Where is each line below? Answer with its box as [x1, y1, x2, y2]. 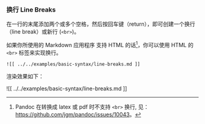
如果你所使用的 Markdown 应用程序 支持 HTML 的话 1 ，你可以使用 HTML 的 [6, 40, 194, 48]
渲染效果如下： [6, 72, 44, 80]
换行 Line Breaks [6, 5, 56, 13]
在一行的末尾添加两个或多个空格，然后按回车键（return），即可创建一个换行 [6, 20, 195, 28]
